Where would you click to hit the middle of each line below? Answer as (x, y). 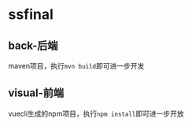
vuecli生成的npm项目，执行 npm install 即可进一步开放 (96, 113)
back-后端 (33, 45)
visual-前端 (36, 93)
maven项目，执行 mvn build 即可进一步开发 (76, 66)
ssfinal (31, 15)
